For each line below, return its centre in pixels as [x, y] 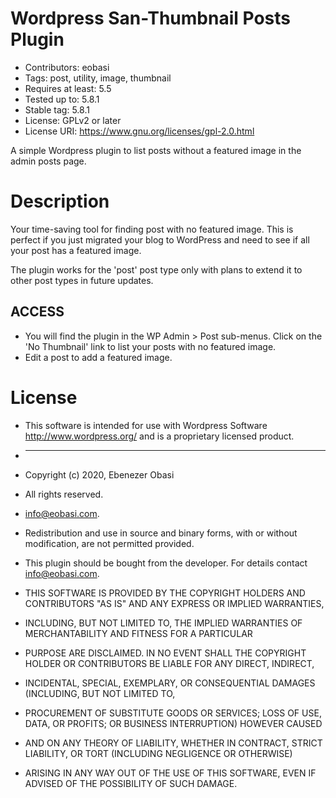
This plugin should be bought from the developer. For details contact [166, 563]
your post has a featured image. [76, 250]
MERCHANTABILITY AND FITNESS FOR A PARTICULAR [138, 633]
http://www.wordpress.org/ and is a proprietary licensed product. [159, 436]
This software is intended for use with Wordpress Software [146, 425]
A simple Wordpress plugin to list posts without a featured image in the [156, 150]
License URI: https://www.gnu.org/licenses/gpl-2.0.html [139, 131]
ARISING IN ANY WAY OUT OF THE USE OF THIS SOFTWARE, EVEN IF [170, 773]
